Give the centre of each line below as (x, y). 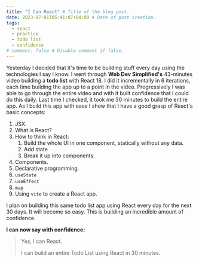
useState (26, 175)
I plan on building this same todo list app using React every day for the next (99, 205)
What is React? (33, 130)
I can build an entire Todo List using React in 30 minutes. (91, 252)
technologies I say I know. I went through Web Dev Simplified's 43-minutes (99, 74)
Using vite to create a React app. (56, 194)
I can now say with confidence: (46, 229)
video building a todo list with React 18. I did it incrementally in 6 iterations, (98, 80)
